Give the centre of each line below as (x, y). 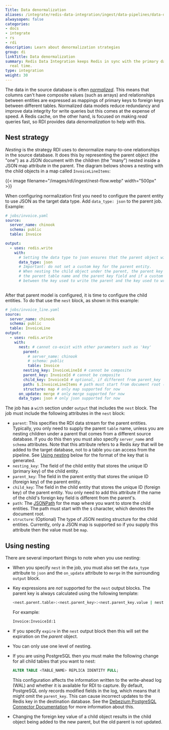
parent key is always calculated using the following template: (75, 593)
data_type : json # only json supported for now (69, 398)
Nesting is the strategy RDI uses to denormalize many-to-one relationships (82, 149)
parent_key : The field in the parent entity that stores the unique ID (80, 477)
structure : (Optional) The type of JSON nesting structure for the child (85, 519)
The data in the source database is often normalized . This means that (77, 89)
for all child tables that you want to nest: (54, 661)
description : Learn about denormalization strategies (63, 47)
